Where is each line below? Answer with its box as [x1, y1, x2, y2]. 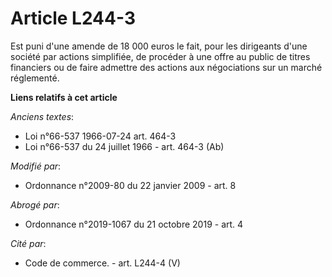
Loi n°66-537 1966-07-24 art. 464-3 [24, 130, 177, 142]
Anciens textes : [10, 110, 75, 122]
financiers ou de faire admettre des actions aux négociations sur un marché [10, 61, 323, 73]
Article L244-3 [10, 7, 136, 30]
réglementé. [10, 72, 60, 84]
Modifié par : [10, 160, 62, 172]
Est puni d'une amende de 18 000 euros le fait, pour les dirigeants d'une [10, 40, 308, 52]
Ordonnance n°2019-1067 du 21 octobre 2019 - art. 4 [24, 218, 244, 230]
